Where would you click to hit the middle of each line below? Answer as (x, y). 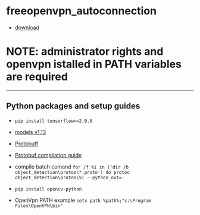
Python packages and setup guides (73, 106)
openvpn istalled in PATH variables (94, 64)
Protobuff (26, 144)
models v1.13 (30, 132)
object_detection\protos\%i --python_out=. (70, 177)
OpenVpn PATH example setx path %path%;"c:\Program (83, 200)
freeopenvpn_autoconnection (81, 11)
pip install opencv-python (48, 189)
